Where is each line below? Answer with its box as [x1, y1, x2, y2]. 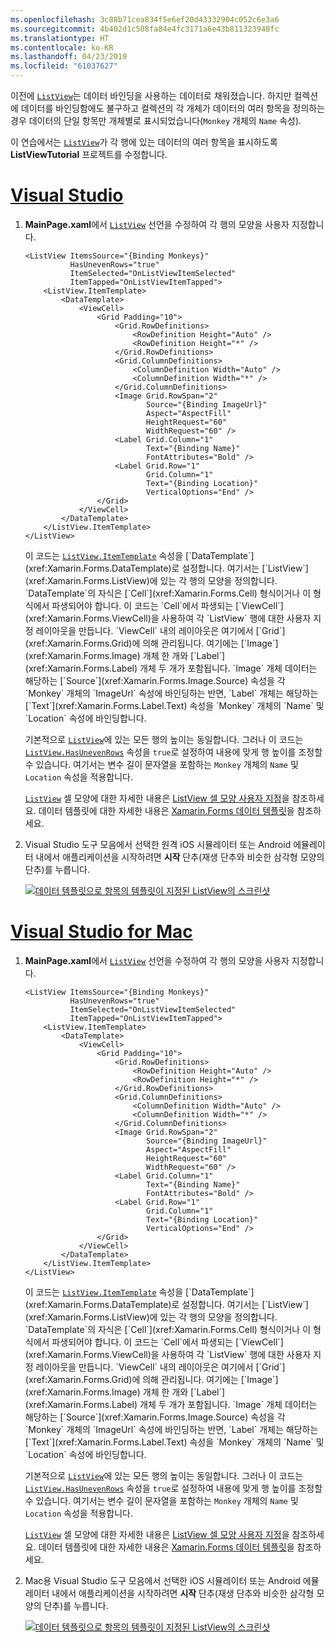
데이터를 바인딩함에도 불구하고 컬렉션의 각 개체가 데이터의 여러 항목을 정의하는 [20, 102, 326, 114]
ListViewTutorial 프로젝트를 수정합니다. [10, 149, 168, 160]
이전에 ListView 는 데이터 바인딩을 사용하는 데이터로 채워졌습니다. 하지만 [10, 90, 292, 101]
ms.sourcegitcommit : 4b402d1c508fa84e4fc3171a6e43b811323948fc [10, 24, 280, 34]
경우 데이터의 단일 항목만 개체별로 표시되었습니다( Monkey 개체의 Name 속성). [10, 115, 302, 126]
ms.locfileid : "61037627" [10, 61, 118, 71]
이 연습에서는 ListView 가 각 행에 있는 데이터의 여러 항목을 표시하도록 [10, 136, 278, 148]
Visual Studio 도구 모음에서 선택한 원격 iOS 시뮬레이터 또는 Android [24, 838, 292, 850]
